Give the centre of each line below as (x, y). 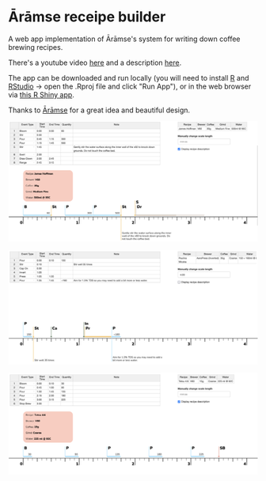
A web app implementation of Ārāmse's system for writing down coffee (124, 39)
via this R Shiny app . (42, 94)
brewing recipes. (36, 47)
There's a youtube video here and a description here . (95, 62)
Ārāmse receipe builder (87, 17)
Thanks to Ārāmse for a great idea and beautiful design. (99, 110)
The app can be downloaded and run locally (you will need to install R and (129, 78)
